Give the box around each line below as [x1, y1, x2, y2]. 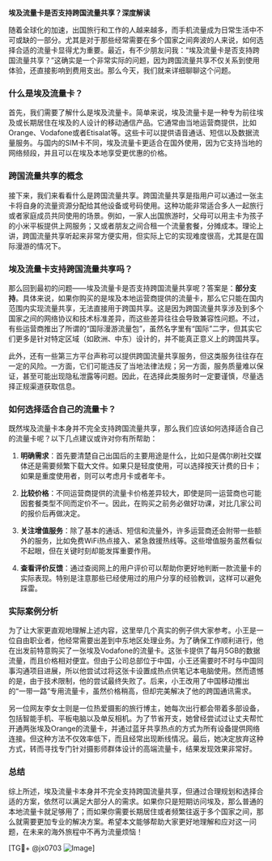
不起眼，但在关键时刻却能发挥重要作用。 [19, 546, 155, 556]
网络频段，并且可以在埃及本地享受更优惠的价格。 [8, 148, 172, 158]
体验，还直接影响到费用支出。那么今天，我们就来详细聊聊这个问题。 [8, 66, 236, 75]
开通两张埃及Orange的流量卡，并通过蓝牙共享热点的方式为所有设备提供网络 [8, 724, 261, 734]
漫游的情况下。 [15, 241, 66, 250]
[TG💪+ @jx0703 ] [8, 842, 96, 853]
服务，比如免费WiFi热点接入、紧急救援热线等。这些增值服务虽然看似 [34, 536, 262, 546]
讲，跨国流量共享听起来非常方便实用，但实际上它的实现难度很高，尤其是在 [8, 231, 257, 241]
